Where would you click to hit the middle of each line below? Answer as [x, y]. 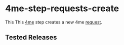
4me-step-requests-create [62, 9]
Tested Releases [31, 37]
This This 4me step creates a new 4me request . [54, 22]
